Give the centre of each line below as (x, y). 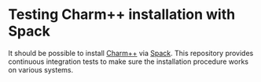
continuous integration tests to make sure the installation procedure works (129, 61)
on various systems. (41, 69)
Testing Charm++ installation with (122, 15)
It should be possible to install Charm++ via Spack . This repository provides (131, 53)
